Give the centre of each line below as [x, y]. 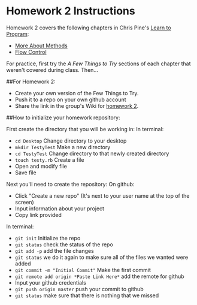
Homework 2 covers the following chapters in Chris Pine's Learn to [89, 28]
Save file [26, 173]
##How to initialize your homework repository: [63, 117]
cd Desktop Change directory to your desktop [71, 141]
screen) [24, 202]
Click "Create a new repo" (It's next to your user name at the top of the [102, 195]
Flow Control [31, 52]
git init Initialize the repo [48, 238]
